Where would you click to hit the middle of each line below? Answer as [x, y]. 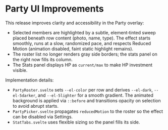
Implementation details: [30, 80]
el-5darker [24, 96]
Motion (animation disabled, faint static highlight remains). [73, 49]
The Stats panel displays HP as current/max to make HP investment [82, 65]
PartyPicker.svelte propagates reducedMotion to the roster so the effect [88, 111]
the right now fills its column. [43, 59]
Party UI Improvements [55, 9]
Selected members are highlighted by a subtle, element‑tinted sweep [84, 32]
